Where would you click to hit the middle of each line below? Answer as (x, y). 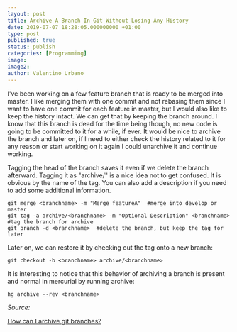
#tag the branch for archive (50, 222)
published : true (31, 40)
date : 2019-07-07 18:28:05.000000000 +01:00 (74, 27)
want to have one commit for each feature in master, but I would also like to (117, 109)
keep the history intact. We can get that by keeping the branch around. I (112, 116)
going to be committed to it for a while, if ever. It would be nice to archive (114, 131)
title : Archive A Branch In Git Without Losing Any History (98, 21)
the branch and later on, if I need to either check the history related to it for (117, 138)
